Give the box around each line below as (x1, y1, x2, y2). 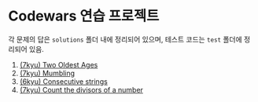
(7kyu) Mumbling (19, 68, 76, 78)
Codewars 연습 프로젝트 (8, 7, 160, 25)
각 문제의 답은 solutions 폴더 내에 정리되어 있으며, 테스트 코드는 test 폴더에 (8, 35, 242, 44)
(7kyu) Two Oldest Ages (19, 60, 98, 69)
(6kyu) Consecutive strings (19, 76, 108, 86)
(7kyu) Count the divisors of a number (19, 85, 144, 94)
